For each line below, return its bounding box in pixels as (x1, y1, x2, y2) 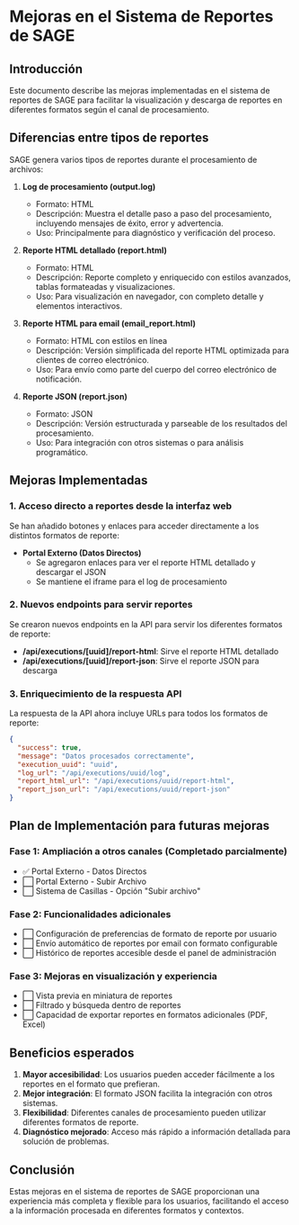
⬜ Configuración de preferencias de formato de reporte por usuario (22, 929, 277, 940)
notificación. (35, 374, 83, 384)
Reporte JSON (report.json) (22, 391, 128, 401)
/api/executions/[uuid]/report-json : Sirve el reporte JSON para (22, 655, 259, 666)
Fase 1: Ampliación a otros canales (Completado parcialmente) (9, 845, 288, 858)
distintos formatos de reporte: (9, 529, 119, 541)
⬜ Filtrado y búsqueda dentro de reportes (22, 1000, 181, 1011)
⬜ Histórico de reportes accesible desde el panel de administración (22, 948, 277, 959)
